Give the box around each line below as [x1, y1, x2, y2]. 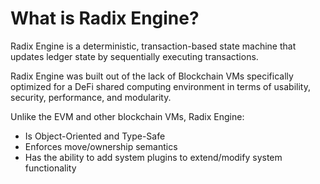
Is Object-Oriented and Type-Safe [24, 130, 166, 142]
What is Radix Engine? [10, 7, 200, 30]
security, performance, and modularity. [10, 91, 172, 103]
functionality [24, 162, 77, 174]
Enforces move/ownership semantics [24, 140, 178, 152]
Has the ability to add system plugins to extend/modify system [24, 151, 283, 163]
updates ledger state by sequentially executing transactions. [10, 50, 259, 62]
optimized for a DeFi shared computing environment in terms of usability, [10, 80, 311, 92]
